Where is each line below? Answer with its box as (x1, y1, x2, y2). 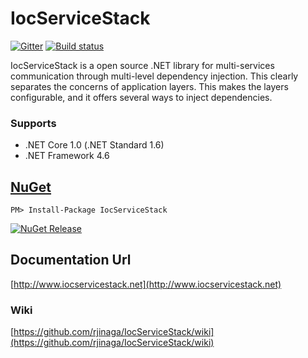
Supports (10, 116, 57, 130)
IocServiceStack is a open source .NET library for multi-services (10, 59, 275, 71)
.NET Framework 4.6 (24, 150, 110, 162)
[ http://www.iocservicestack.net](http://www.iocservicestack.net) (10, 278, 282, 290)
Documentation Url (10, 252, 132, 269)
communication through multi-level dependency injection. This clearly (10, 70, 299, 82)
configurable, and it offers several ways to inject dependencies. (10, 91, 273, 103)
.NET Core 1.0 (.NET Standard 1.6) (24, 139, 165, 151)
